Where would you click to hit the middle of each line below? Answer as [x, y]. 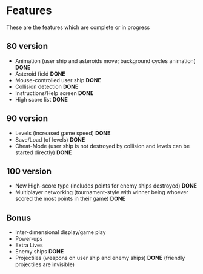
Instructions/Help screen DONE [54, 93]
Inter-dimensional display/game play [60, 232]
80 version [27, 46]
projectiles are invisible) [45, 264]
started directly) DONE [43, 152]
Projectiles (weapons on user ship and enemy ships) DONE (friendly [100, 258]
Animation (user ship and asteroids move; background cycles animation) [105, 60]
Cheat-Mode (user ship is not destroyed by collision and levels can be [102, 146]
